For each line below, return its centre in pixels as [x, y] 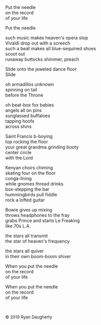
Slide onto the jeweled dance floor [41, 69]
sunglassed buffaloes [28, 116]
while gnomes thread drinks [34, 184]
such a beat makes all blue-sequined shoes [51, 48]
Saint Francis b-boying [29, 136]
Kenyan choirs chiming [29, 168]
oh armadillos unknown [30, 84]
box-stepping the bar [27, 189]
